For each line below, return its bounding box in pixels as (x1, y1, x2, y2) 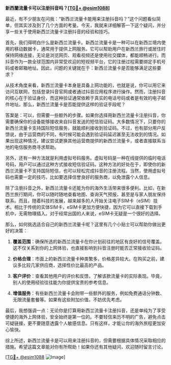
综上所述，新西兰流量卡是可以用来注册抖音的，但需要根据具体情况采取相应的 (5, 337, 166, 344)
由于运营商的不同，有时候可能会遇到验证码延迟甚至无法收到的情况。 (18, 131, 161, 137)
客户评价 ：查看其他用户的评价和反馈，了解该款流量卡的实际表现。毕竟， (12, 273, 164, 279)
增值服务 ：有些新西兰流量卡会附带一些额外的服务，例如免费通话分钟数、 (12, 290, 164, 296)
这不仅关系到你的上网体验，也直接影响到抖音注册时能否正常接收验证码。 (12, 245, 164, 251)
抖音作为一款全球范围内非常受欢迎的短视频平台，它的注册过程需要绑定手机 (5, 59, 161, 64)
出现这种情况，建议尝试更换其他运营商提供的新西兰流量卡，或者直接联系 (9, 138, 161, 143)
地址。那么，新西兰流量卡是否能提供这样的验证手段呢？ (9, 102, 126, 107)
